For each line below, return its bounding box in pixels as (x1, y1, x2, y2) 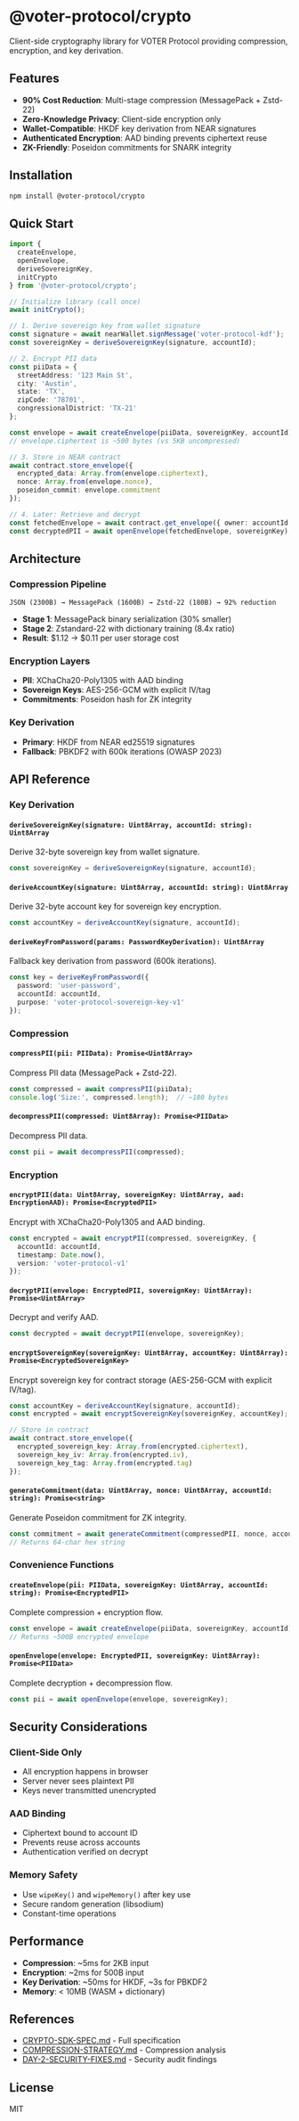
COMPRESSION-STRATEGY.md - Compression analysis (21, 2044, 227, 2055)
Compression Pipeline (9, 577, 107, 590)
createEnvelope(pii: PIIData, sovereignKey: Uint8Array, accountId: (9, 1581, 269, 1590)
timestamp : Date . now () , (17, 1250, 105, 1260)
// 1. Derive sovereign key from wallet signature (9, 322, 201, 330)
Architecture (9, 551, 82, 567)
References (9, 2011, 75, 2027)
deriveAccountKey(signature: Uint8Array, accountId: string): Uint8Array (9, 883, 289, 892)
